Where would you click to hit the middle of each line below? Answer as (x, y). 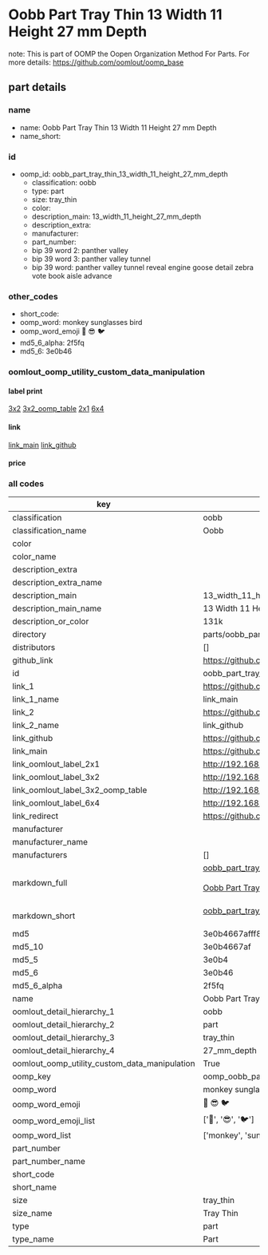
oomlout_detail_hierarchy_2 (63, 1025)
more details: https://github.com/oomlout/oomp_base (96, 62)
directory (29, 635)
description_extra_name (57, 583)
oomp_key (32, 1077)
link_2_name (36, 726)
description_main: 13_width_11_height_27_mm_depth (116, 216)
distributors (34, 647)
